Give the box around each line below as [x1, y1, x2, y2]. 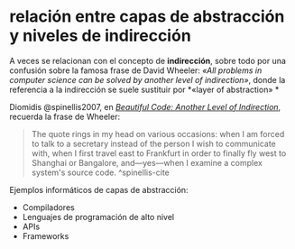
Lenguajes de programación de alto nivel [22, 211, 174, 222]
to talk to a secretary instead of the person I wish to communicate [31, 138, 277, 149]
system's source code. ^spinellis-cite [31, 167, 170, 178]
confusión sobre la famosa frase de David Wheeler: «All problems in [9, 65, 263, 76]
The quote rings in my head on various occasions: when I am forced [31, 128, 285, 139]
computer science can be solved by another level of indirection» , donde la [9, 74, 286, 85]
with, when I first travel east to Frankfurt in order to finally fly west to [31, 147, 287, 159]
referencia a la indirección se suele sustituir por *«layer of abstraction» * [9, 84, 280, 95]
